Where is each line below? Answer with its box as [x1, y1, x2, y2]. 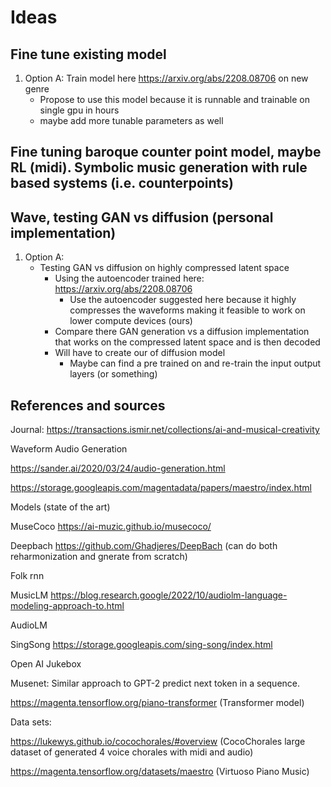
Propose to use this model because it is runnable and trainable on [39, 94, 311, 105]
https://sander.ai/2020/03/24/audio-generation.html [10, 462, 226, 475]
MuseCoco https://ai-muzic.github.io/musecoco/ [10, 521, 212, 533]
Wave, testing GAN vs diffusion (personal [10, 209, 274, 226]
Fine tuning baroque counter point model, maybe [10, 144, 322, 161]
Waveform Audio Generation [10, 443, 128, 455]
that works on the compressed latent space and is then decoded [54, 336, 321, 348]
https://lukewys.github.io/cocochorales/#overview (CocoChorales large [10, 736, 306, 748]
